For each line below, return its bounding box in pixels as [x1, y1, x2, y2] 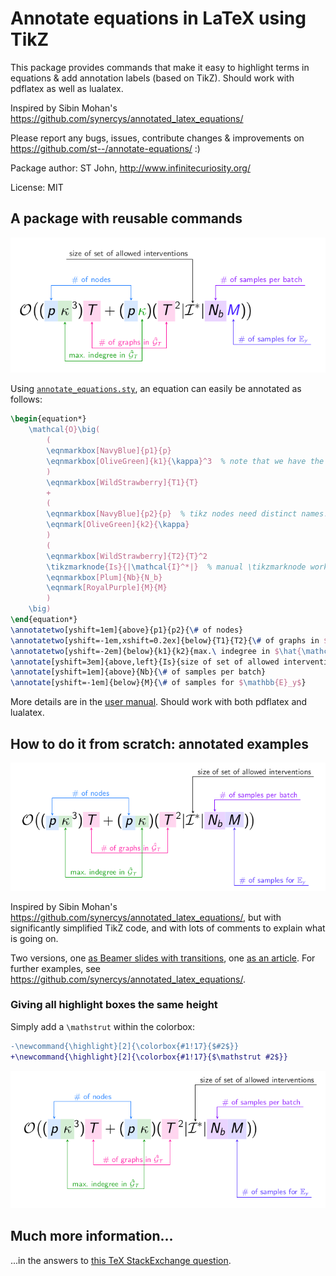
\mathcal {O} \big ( [28, 425, 101, 435]
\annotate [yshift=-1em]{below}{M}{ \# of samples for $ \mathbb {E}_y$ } [10, 678, 307, 688]
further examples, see [10, 962, 101, 974]
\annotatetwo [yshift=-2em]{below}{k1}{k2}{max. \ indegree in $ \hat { [10, 646, 302, 656]
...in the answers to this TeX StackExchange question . [10, 1254, 232, 1266]
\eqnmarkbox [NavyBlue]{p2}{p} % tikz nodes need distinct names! [46, 509, 329, 519]
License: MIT [10, 181, 64, 193]
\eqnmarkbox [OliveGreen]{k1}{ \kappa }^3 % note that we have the [46, 456, 325, 466]
